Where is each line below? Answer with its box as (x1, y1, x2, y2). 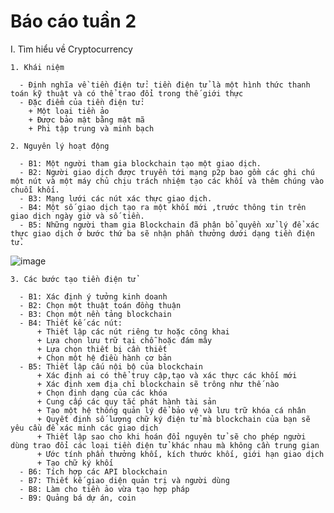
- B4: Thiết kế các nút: (19, 318, 123, 328)
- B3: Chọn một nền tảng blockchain (19, 309, 172, 319)
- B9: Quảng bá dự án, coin (19, 493, 137, 503)
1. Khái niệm (10, 62, 65, 72)
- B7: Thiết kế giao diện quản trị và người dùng (19, 475, 230, 485)
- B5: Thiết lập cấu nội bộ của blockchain (19, 361, 203, 372)
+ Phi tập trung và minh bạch (28, 123, 155, 134)
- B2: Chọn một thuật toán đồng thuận (19, 300, 182, 310)
